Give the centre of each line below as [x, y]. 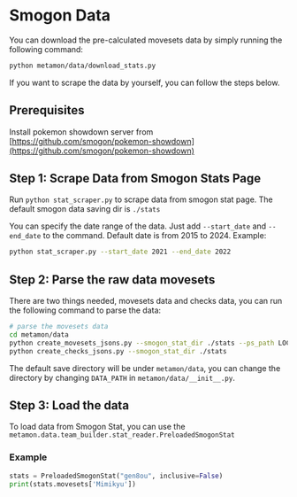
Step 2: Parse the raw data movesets [112, 280]
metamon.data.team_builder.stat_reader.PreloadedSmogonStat [122, 435]
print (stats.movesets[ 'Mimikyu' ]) [73, 484]
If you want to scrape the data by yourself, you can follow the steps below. [145, 82]
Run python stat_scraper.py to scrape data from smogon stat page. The [141, 199]
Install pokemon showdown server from [81, 132]
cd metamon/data [39, 335]
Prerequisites [47, 110]
